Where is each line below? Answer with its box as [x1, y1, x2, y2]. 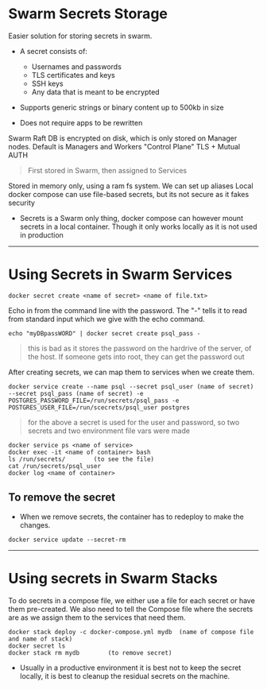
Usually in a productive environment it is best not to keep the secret [19, 663, 242, 672]
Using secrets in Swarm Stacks [8, 569, 219, 587]
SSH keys [31, 79, 64, 88]
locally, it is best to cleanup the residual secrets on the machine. [19, 671, 230, 680]
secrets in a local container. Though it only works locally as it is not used [19, 222, 257, 231]
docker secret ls [8, 641, 66, 650]
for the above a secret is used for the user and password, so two [27, 417, 240, 427]
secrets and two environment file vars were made [27, 426, 191, 435]
